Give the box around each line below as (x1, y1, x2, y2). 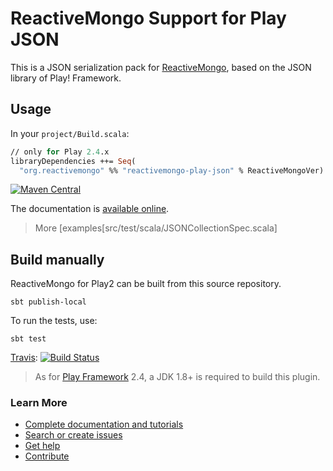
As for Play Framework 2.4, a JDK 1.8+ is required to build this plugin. (34, 371, 321, 383)
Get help (24, 440, 61, 452)
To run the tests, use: (10, 315, 98, 327)
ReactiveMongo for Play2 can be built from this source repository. (10, 278, 282, 290)
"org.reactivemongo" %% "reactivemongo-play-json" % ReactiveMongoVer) (19, 165, 325, 176)
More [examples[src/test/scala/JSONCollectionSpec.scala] (34, 222, 278, 234)
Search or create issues (24, 429, 123, 441)
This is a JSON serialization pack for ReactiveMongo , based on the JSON (10, 61, 312, 73)
